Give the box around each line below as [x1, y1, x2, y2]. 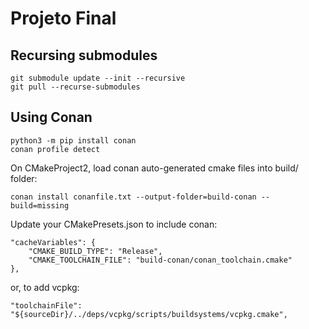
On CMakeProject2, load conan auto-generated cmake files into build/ [10, 162, 299, 174]
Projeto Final [10, 7, 117, 30]
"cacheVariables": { [10, 237, 97, 247]
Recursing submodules [10, 47, 158, 64]
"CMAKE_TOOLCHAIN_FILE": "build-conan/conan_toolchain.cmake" [28, 255, 293, 265]
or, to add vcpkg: [10, 281, 80, 293]
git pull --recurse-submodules [10, 82, 141, 92]
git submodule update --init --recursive [10, 73, 186, 83]
